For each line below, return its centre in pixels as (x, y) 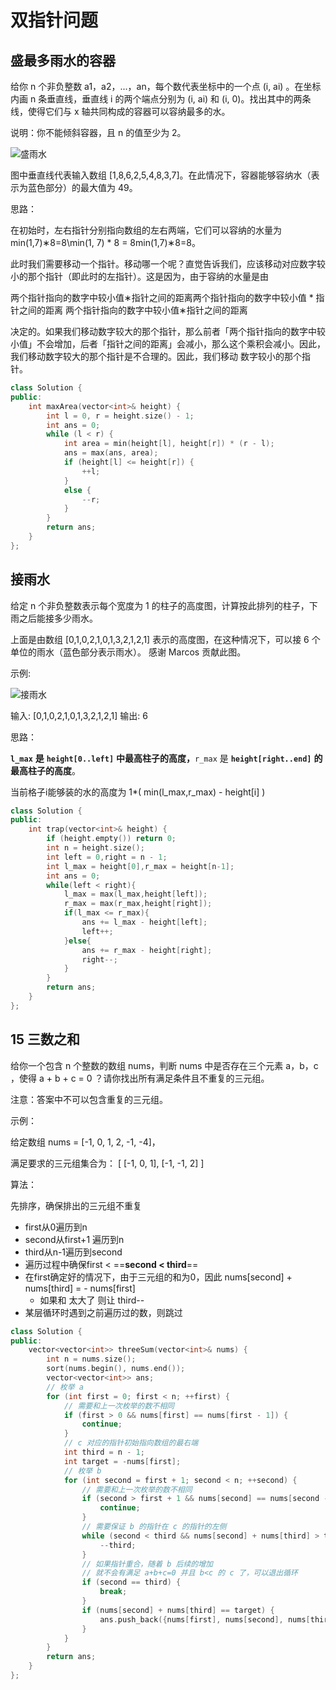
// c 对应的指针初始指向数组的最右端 (131, 1443)
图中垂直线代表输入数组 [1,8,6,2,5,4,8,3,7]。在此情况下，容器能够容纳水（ (161, 175)
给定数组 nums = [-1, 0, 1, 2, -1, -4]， (85, 1142)
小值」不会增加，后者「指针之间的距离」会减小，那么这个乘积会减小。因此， (168, 344)
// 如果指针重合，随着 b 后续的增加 (147, 1564)
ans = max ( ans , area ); (111, 453)
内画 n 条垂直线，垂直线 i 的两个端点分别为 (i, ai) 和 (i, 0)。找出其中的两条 (161, 99)
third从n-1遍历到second (73, 1252)
